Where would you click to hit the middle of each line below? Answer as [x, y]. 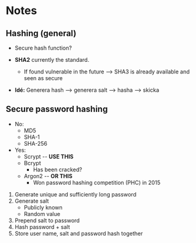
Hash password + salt [42, 226]
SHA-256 [35, 143]
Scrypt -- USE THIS [49, 156]
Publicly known [43, 207]
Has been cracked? [57, 170]
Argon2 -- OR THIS [48, 176]
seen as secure [43, 78]
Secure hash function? [43, 48]
